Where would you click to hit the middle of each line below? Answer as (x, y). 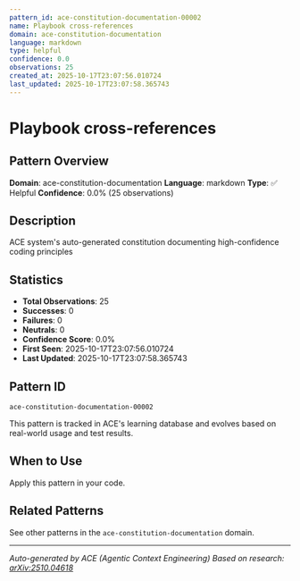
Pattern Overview (59, 161)
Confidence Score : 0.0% (69, 340)
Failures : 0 (42, 320)
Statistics (37, 279)
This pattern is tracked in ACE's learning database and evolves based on (143, 424)
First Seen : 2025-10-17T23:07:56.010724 (98, 349)
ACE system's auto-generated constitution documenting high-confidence (144, 242)
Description (42, 221)
